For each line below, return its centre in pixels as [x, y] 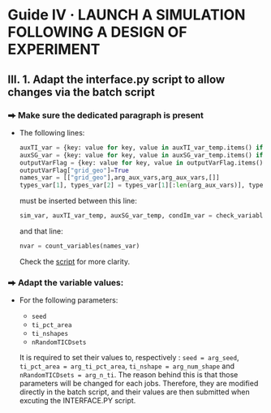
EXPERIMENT [54, 49]
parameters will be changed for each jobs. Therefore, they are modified [139, 384]
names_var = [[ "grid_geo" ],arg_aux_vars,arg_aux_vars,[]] [119, 178]
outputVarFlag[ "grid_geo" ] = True [74, 170]
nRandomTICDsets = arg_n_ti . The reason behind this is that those [129, 375]
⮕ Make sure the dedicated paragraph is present [106, 115]
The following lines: [52, 132]
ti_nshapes [50, 334]
